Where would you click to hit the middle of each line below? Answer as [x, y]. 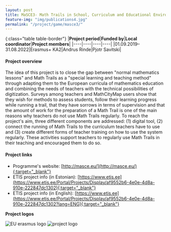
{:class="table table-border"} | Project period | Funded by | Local [71, 39]
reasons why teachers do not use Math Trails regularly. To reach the [77, 116]
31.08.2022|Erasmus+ [28, 49]
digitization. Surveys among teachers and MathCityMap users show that [81, 94]
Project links [19, 155]
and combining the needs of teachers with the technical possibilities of [79, 89]
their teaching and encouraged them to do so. [53, 143]
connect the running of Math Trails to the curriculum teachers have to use [83, 127]
